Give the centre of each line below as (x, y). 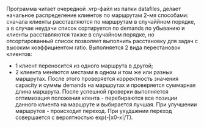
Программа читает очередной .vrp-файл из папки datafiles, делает (94, 9)
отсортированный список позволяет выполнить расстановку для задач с (102, 41)
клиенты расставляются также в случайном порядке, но (80, 35)
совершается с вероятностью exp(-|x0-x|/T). (74, 117)
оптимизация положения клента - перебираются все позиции (96, 98)
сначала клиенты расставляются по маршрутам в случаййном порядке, (101, 22)
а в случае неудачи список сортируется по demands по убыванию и (96, 28)
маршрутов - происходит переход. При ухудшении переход (93, 111)
